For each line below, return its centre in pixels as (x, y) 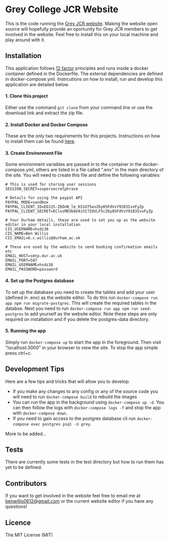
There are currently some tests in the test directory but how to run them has (84, 462)
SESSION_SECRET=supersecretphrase (42, 189)
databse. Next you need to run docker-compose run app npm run (72, 308)
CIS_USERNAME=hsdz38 (27, 229)
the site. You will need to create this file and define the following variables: (83, 175)
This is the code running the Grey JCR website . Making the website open (81, 23)
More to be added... (26, 434)
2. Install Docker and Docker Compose (46, 125)
